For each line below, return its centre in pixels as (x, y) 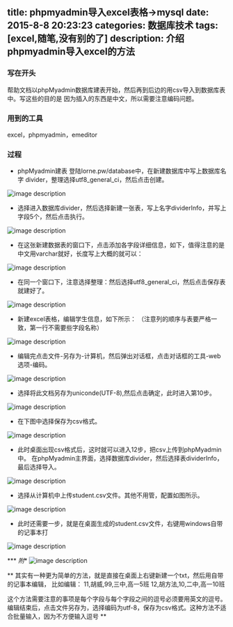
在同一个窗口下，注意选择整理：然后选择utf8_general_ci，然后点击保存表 (121, 282)
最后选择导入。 (39, 467)
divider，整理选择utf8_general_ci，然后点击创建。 (97, 180)
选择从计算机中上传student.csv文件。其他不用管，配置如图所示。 (110, 495)
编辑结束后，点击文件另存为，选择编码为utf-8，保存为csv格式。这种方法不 (114, 607)
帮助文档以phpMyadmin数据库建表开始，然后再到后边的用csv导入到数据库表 (116, 90)
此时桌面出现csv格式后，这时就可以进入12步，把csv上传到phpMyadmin (119, 450)
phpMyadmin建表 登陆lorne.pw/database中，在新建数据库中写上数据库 (119, 171)
